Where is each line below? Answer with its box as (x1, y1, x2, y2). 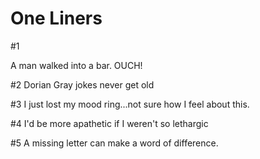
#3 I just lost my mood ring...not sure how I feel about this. (10, 98, 250, 110)
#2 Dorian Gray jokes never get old (10, 78, 155, 91)
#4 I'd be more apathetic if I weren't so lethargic (10, 117, 209, 129)
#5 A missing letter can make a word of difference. (10, 137, 219, 149)
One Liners (10, 7, 103, 30)
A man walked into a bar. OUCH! (10, 59, 143, 71)
